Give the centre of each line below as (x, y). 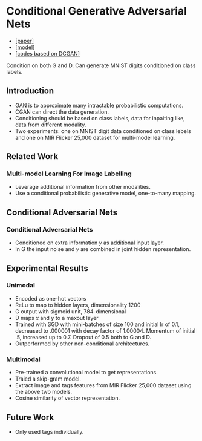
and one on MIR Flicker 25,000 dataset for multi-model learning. (95, 137)
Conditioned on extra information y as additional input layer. (90, 243)
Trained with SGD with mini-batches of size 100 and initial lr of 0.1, (97, 324)
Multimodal (23, 359)
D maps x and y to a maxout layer (57, 318)
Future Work (30, 417)
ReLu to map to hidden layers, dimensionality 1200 (78, 305)
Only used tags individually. (49, 431)
